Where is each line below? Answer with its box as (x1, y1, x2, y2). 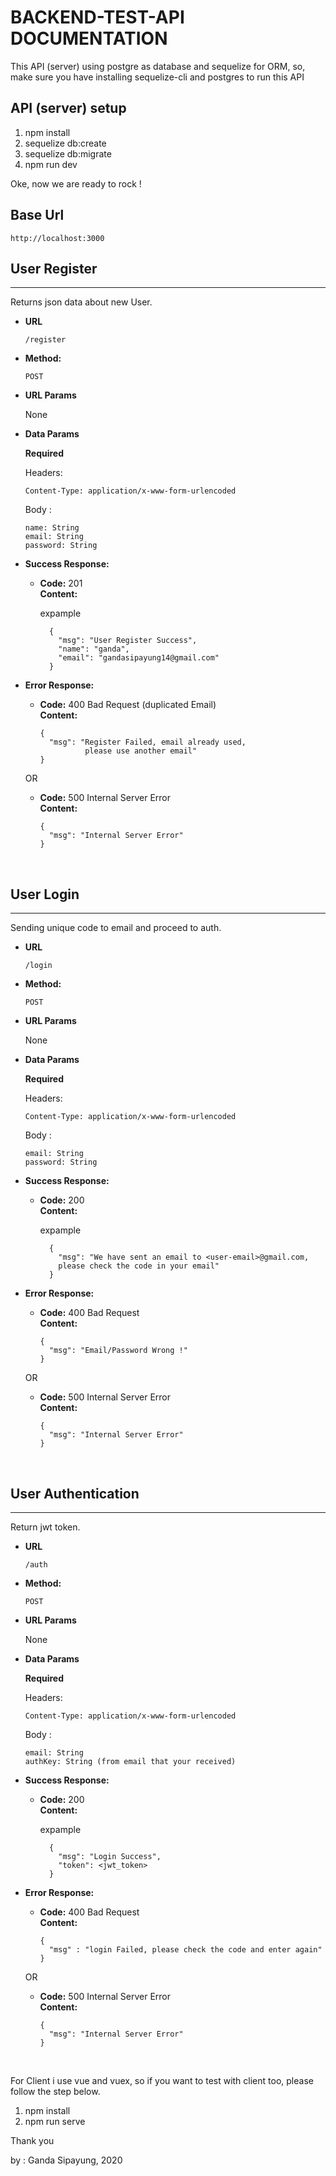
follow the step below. (10, 2086, 101, 2097)
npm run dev (24, 158, 78, 170)
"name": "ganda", (58, 644, 130, 655)
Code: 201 (39, 577, 83, 590)
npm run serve (24, 2116, 86, 2127)
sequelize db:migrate (24, 147, 112, 160)
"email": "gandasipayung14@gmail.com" (58, 653, 220, 663)
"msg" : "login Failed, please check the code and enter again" (48, 1945, 323, 1955)
